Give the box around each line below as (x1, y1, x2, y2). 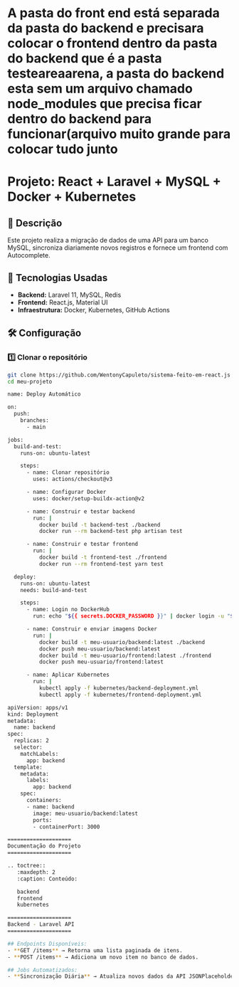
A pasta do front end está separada (7, 5, 221, 21)
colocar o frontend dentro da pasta (7, 36, 218, 51)
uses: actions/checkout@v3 (33, 475, 113, 483)
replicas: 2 (14, 737, 50, 744)
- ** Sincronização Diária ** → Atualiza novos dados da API (7, 973, 186, 980)
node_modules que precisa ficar (7, 96, 203, 112)
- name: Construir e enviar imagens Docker (26, 626, 158, 633)
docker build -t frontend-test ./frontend (38, 554, 167, 561)
